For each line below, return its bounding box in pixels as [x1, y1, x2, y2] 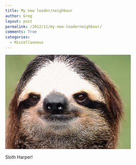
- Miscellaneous [10, 40, 44, 45]
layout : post [5, 19, 33, 24]
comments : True [5, 29, 37, 35]
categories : [5, 35, 30, 40]
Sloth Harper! [5, 154, 33, 160]
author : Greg [5, 13, 33, 19]
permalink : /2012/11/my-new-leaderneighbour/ [5, 24, 102, 29]
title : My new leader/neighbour [5, 8, 73, 13]
